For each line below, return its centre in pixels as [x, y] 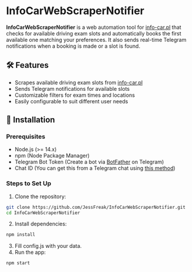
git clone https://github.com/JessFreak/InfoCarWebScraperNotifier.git [96, 207]
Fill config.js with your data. [48, 246]
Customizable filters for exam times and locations [75, 95]
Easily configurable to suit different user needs [71, 101]
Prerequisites [26, 137]
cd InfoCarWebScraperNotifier [43, 213]
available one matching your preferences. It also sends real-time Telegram [96, 40]
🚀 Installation [31, 120]
